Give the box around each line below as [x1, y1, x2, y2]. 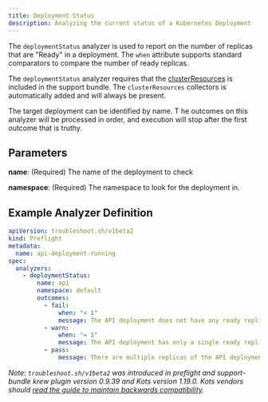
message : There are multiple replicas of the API [58, 353, 227, 361]
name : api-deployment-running [15, 249, 116, 257]
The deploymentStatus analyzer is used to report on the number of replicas [8, 41, 253, 50]
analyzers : [15, 265, 52, 273]
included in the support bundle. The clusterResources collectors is [8, 82, 227, 92]
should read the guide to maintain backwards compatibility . [8, 384, 205, 394]
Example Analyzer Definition [8, 205, 153, 220]
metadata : [8, 241, 41, 250]
